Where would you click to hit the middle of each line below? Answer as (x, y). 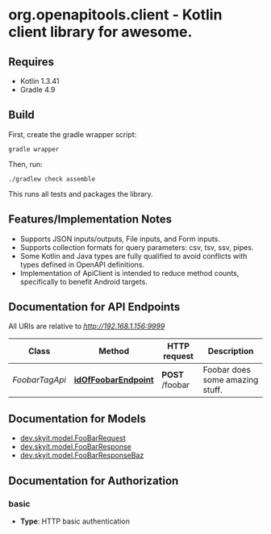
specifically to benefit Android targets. (83, 282)
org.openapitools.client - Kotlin (115, 15)
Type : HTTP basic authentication (75, 521)
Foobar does (227, 370)
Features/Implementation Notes (90, 219)
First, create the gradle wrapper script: (73, 134)
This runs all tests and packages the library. (81, 194)
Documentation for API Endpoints (94, 307)
